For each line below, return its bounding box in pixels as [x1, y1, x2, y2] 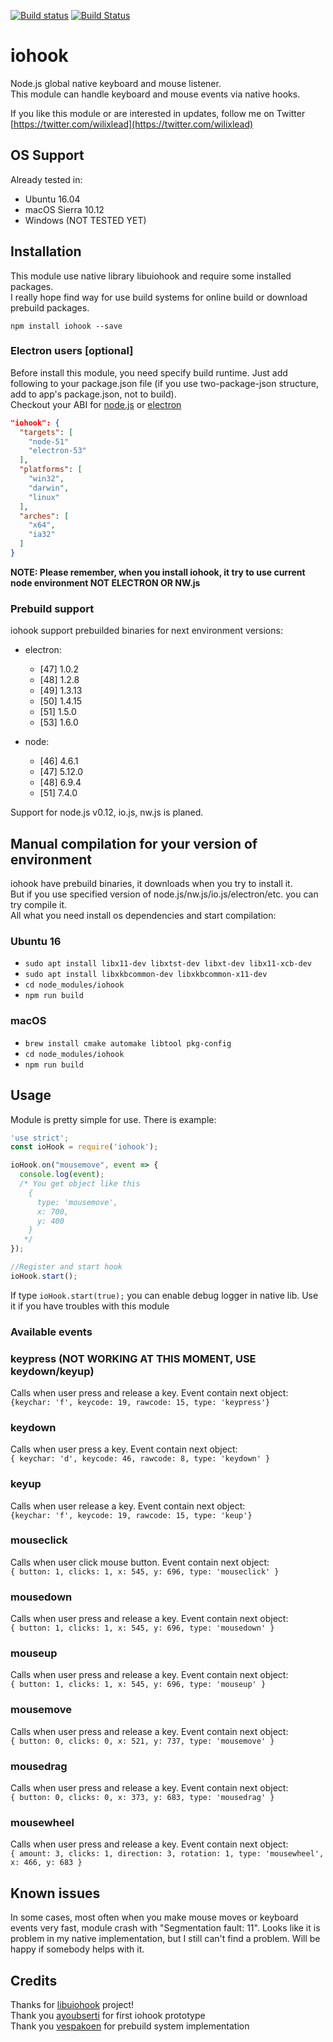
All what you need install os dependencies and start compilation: [10, 910, 277, 922]
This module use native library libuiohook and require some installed [10, 270, 292, 282]
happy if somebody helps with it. [10, 1943, 145, 1955]
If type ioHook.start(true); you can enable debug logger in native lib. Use [10, 1289, 319, 1301]
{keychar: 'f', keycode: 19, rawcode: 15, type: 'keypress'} [10, 1397, 271, 1407]
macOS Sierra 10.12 [24, 203, 105, 215]
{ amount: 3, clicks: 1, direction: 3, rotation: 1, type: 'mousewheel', [10, 1849, 325, 1859]
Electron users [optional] [10, 344, 134, 358]
